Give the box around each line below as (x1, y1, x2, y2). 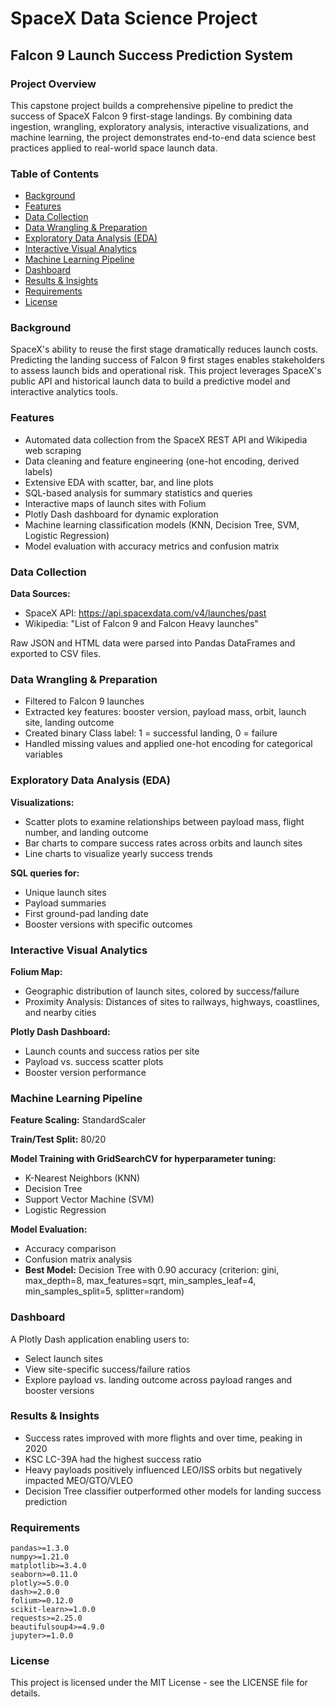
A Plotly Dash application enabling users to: (10, 1333, 190, 1345)
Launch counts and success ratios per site (24, 1045, 200, 1057)
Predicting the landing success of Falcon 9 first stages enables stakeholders (10, 354, 325, 366)
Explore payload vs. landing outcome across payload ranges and (24, 1373, 293, 1386)
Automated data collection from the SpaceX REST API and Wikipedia (24, 433, 308, 446)
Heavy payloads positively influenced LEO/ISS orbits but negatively (24, 1463, 303, 1476)
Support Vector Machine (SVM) (24, 1193, 155, 1206)
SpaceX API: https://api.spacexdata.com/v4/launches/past (24, 607, 267, 619)
